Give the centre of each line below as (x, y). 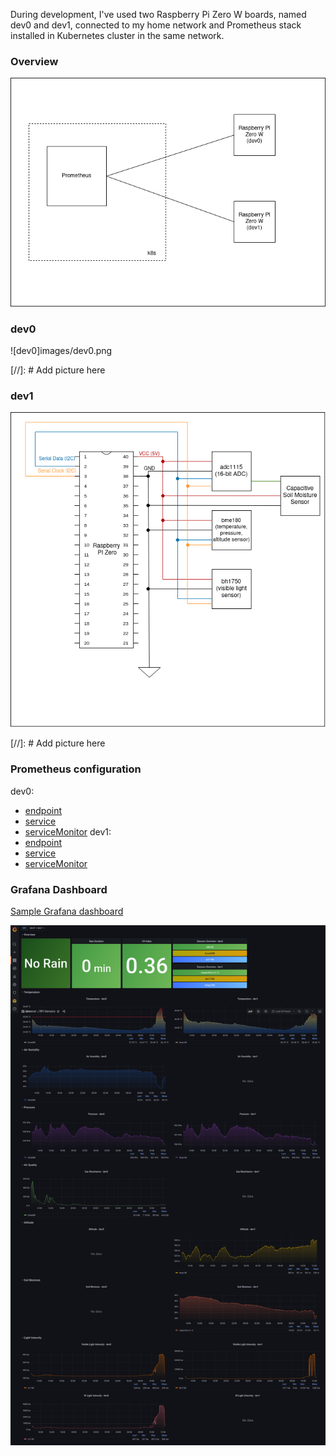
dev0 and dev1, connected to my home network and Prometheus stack (156, 25)
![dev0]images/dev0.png (61, 350)
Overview (34, 61)
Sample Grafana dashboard (67, 911)
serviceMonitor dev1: (68, 831)
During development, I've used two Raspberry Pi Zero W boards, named (158, 14)
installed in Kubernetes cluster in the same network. (117, 35)
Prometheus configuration (76, 769)
